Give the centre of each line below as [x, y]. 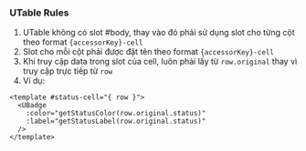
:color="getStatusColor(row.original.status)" [116, 114]
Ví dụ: [34, 81]
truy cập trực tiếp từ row [68, 71]
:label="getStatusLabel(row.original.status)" [116, 121]
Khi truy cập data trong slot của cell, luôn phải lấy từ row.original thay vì [160, 62]
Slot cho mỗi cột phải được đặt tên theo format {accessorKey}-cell [148, 52]
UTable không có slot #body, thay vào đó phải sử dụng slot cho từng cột [158, 33]
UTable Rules [39, 13]
